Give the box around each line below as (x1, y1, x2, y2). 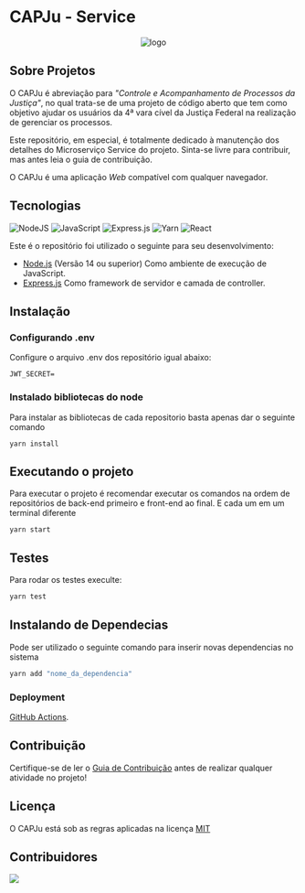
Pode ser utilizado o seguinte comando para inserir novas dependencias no (9, 641, 294, 652)
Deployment (9, 691, 66, 704)
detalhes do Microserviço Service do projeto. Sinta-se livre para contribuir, (9, 144, 290, 155)
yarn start (9, 525, 51, 534)
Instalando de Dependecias (9, 618, 169, 633)
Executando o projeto (9, 464, 134, 479)
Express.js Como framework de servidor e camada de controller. (22, 277, 267, 288)
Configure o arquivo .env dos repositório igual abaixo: (9, 352, 212, 363)
